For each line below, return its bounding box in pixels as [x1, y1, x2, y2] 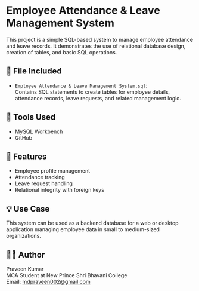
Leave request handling [14, 180, 73, 187]
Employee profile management [14, 167, 91, 174]
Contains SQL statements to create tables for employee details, [14, 88, 170, 96]
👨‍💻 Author [6, 249, 45, 260]
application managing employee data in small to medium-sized [6, 226, 160, 233]
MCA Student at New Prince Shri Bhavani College [6, 272, 128, 278]
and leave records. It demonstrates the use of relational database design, [6, 42, 186, 50]
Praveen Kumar [6, 265, 44, 272]
